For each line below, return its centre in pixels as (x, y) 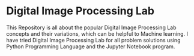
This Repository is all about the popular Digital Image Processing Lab (91, 27)
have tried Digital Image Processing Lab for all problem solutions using (93, 40)
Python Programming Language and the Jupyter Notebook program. (91, 46)
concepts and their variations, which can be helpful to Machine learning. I (97, 33)
